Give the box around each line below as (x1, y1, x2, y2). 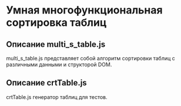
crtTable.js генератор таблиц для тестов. (6, 93, 108, 100)
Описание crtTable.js (6, 78, 87, 88)
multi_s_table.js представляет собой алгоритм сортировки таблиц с (6, 55, 175, 61)
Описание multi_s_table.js (6, 39, 106, 49)
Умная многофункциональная (6, 4, 163, 17)
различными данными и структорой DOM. (6, 61, 112, 68)
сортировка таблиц (6, 16, 107, 29)
